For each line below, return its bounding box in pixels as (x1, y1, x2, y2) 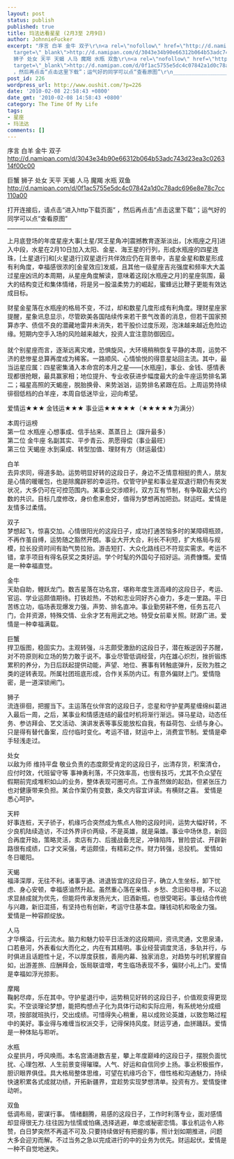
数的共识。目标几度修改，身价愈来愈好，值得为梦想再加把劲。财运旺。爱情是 (7, 495, 227, 503)
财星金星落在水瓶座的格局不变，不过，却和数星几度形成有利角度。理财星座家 (7, 303, 227, 312)
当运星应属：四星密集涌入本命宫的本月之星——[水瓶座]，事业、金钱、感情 (7, 363, 219, 372)
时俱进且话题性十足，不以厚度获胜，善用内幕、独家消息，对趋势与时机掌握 (7, 952, 221, 961)
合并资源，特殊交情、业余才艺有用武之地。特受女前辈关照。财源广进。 (19, 611, 221, 620)
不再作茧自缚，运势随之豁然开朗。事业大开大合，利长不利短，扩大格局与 (7, 535, 214, 544)
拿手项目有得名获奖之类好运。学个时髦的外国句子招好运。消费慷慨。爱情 (19, 553, 227, 561)
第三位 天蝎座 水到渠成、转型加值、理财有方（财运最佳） (7, 445, 169, 453)
